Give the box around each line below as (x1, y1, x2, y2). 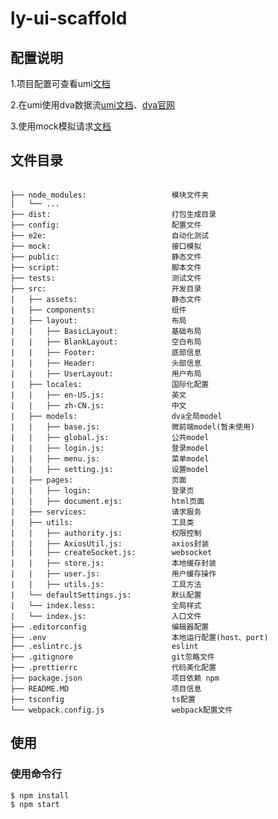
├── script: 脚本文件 (10, 262, 202, 272)
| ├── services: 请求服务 (10, 507, 202, 517)
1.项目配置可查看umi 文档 (10, 78, 111, 89)
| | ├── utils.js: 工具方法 (10, 579, 202, 589)
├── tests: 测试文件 (10, 273, 202, 283)
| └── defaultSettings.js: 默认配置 (10, 590, 202, 600)
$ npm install (10, 790, 70, 801)
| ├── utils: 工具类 (10, 517, 195, 527)
